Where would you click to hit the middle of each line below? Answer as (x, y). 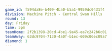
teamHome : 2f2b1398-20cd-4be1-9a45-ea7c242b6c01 (56, 32)
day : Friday (17, 23)
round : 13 (15, 18)
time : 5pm (15, 28)
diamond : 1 (16, 41)
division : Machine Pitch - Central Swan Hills (54, 14)
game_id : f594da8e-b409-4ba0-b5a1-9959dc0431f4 (55, 9)
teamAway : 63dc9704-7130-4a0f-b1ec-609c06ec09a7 (56, 37)
